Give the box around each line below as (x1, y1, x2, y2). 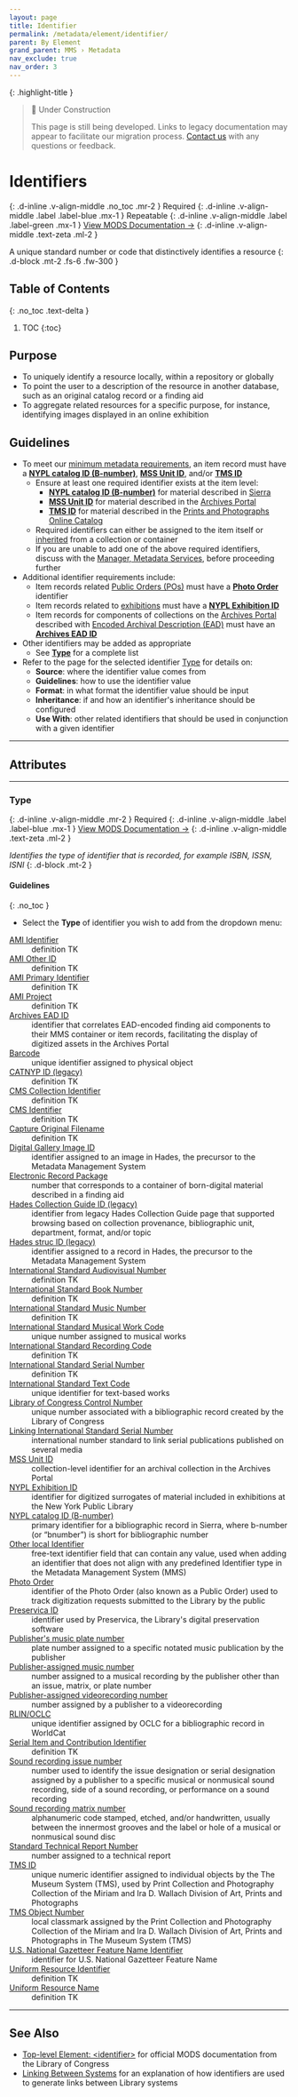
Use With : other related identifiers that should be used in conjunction (35, 714, 288, 724)
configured (35, 704, 76, 715)
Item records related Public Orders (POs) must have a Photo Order (35, 581, 279, 592)
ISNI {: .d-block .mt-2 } (9, 859, 92, 871)
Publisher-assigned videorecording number (9, 1689, 169, 1700)
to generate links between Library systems (21, 2077, 178, 2088)
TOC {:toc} (21, 322, 62, 333)
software (31, 1623, 64, 1634)
